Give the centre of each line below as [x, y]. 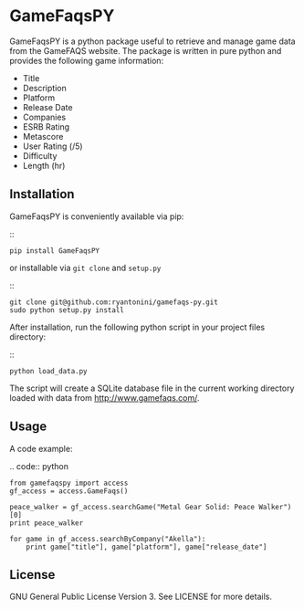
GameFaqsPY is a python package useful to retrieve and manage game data [152, 41]
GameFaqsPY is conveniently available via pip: [97, 216]
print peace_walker [47, 523]
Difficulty [40, 155]
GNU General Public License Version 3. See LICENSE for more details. [141, 597]
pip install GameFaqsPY [55, 251]
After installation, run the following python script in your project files [137, 327]
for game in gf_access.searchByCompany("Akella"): [108, 539]
